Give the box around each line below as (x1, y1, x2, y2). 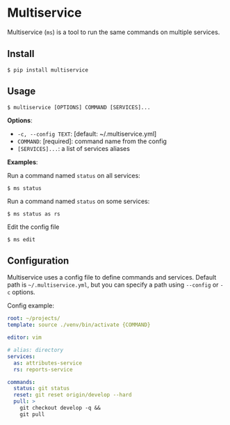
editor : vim (7, 334, 42, 342)
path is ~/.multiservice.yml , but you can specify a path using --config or (7, 280, 219, 289)
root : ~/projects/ (7, 315, 60, 322)
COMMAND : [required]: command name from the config (17, 137, 167, 145)
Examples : (7, 158, 38, 166)
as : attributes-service (13, 360, 82, 367)
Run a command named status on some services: (7, 197, 150, 205)
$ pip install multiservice (7, 66, 89, 74)
